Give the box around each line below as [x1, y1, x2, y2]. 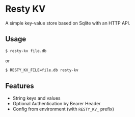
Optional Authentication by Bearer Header [12, 101, 101, 107]
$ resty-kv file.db [5, 48, 47, 54]
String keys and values [12, 95, 61, 101]
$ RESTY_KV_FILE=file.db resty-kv [5, 67, 79, 73]
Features [5, 81, 34, 90]
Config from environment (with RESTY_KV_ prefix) [12, 106, 115, 112]
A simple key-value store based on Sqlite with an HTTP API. [5, 20, 131, 26]
